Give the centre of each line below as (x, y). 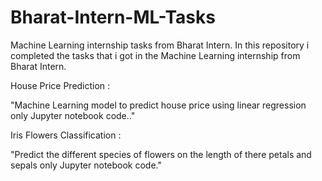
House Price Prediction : (60, 85)
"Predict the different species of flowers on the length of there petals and (161, 154)
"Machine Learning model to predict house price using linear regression (158, 105)
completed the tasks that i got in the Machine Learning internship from (155, 55)
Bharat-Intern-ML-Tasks (113, 17)
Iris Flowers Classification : (66, 135)
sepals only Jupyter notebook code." (86, 165)
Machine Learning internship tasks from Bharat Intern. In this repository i (160, 45)
